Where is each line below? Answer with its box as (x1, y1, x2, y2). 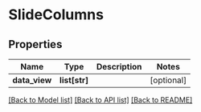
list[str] (59, 74, 89, 86)
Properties (8, 38, 63, 51)
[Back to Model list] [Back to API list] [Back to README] (8, 95, 193, 105)
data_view (12, 74, 52, 86)
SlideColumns (8, 6, 105, 24)
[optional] (150, 74, 187, 86)
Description (96, 62, 142, 72)
